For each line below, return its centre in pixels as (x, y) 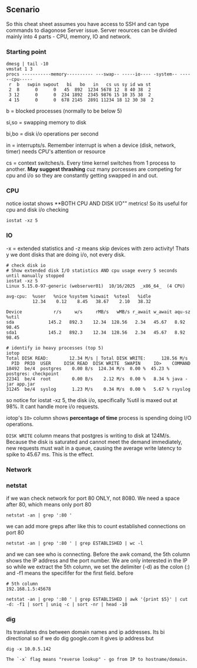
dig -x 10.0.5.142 (29, 649)
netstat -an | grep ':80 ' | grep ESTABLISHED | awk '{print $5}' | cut (97, 599)
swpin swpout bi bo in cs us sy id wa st (89, 85)
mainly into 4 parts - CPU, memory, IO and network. (69, 36)
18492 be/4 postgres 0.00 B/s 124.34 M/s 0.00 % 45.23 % (88, 368)
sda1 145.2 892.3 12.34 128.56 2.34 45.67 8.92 (96, 333)
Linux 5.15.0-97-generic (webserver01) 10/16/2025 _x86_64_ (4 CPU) (96, 286)
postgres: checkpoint (33, 374)
